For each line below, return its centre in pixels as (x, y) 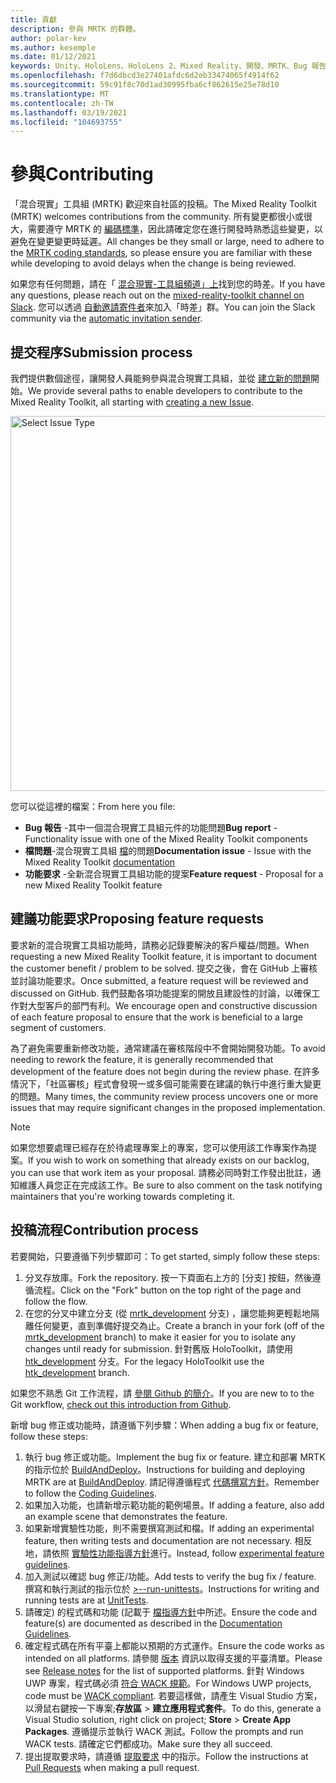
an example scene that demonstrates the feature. (126, 1516)
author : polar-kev (48, 38)
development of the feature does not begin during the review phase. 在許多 (165, 1071)
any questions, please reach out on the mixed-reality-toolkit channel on (157, 295)
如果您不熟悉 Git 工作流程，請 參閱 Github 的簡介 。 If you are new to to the (162, 1393)
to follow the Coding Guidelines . (90, 1493)
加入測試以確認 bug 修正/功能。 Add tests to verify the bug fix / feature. (170, 1576)
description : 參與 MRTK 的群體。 (75, 29)
